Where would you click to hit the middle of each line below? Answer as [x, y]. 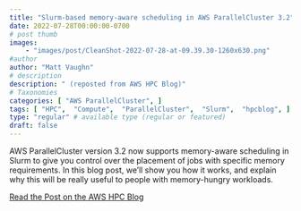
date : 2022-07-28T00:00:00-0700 [69, 26]
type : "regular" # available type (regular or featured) [118, 117]
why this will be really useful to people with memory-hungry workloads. [141, 179]
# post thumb [34, 34]
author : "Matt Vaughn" [52, 68]
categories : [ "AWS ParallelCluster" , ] [86, 101]
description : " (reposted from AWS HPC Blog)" [98, 84]
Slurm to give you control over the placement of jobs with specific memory [147, 160]
